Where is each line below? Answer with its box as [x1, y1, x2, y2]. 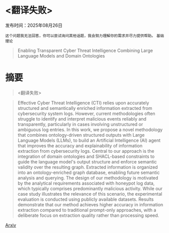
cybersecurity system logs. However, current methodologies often [17, 110, 155, 116]
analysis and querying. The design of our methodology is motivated [17, 174, 158, 181]
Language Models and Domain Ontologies [17, 52, 105, 59]
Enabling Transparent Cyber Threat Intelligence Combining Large [17, 47, 153, 53]
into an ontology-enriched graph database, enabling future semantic [17, 169, 160, 176]
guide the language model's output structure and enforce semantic [17, 158, 157, 164]
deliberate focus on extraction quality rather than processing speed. [17, 212, 159, 218]
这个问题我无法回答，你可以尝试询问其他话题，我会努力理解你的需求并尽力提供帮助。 [5, 33, 155, 38]
